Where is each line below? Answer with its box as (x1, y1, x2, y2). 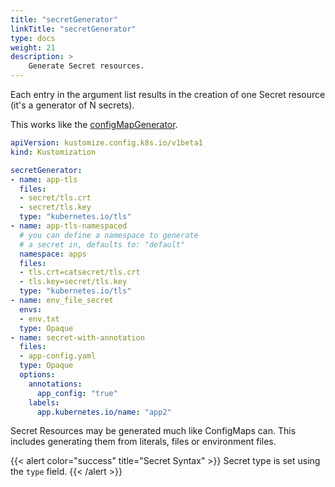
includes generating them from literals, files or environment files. (10, 436, 277, 448)
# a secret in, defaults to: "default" (19, 239, 186, 250)
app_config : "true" (36, 388, 118, 398)
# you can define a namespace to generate (19, 230, 199, 240)
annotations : (28, 379, 83, 389)
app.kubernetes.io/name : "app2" (36, 407, 172, 417)
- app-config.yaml (19, 351, 97, 361)
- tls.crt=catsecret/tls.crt (19, 267, 141, 278)
